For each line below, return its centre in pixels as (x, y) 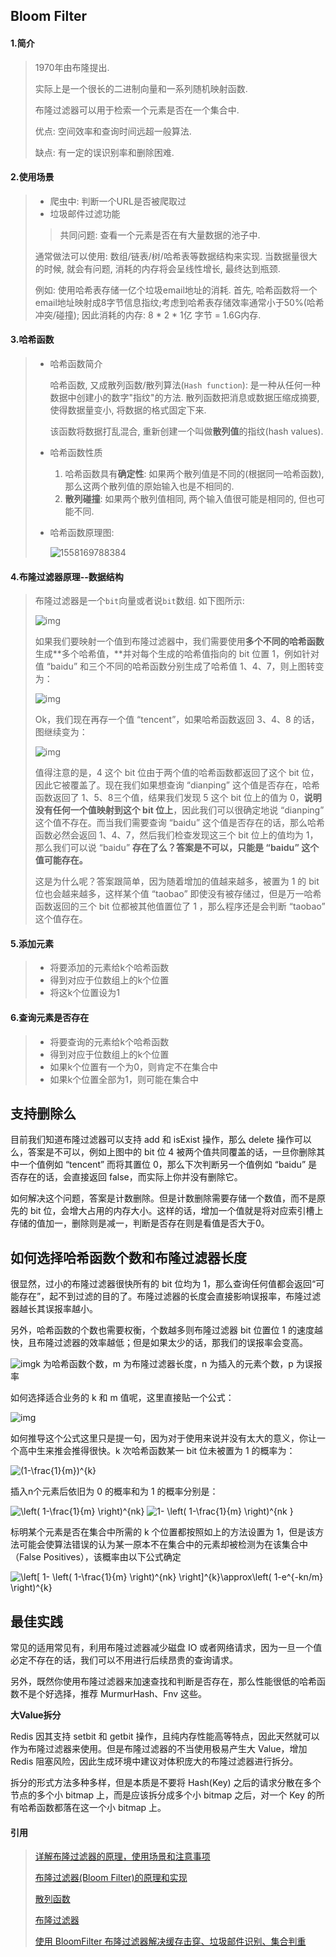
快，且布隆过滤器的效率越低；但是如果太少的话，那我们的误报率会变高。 (159, 1343)
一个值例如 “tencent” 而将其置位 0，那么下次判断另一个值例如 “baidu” (162, 1165)
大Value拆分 (36, 1715)
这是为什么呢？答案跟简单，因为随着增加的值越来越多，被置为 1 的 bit (177, 881)
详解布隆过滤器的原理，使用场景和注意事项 (122, 1856)
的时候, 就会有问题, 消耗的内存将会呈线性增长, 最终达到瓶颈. (157, 268)
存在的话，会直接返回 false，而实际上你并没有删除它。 (130, 1177)
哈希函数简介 (76, 363)
